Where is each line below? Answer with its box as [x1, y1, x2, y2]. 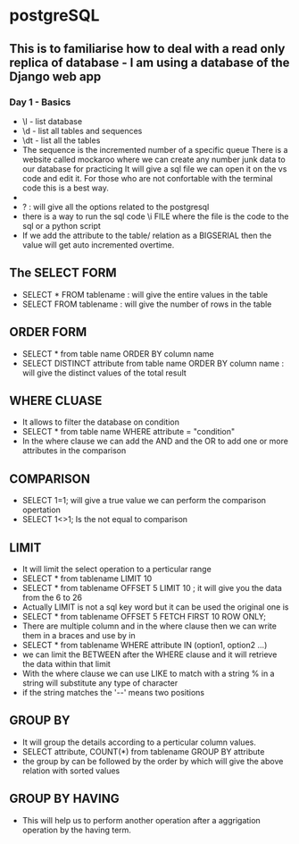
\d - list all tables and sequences [21, 125, 143, 136]
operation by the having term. [21, 824, 132, 835]
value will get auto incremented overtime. [21, 239, 175, 250]
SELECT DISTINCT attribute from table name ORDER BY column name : [21, 358, 284, 368]
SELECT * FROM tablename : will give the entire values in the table [21, 289, 269, 300]
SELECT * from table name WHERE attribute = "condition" [21, 426, 236, 437]
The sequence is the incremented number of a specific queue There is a [21, 144, 288, 155]
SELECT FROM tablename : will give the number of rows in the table [21, 299, 272, 309]
